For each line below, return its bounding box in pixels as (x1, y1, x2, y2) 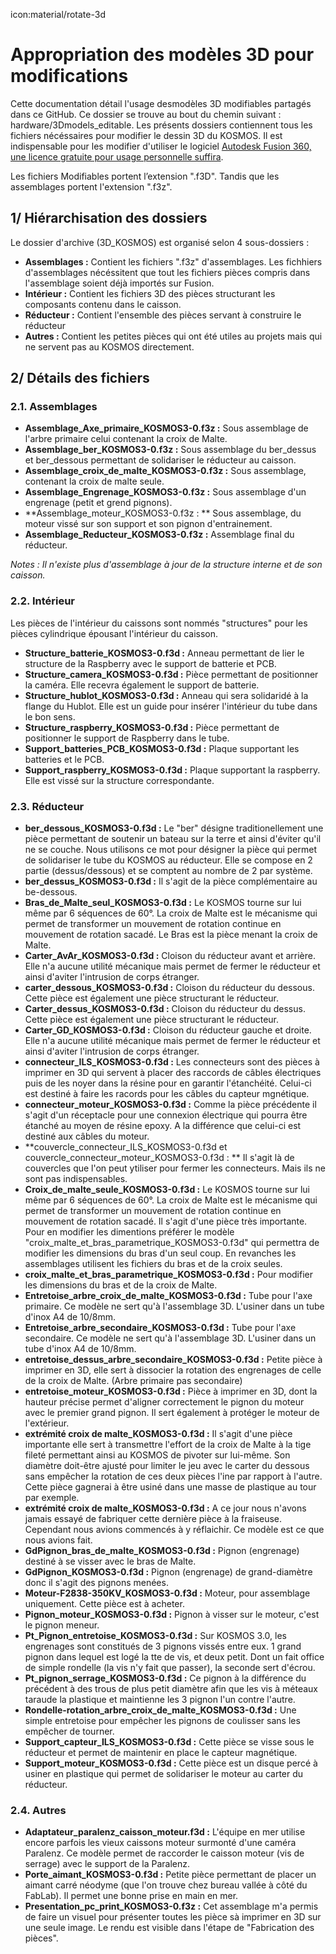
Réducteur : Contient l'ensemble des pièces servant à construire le (24, 309, 302, 321)
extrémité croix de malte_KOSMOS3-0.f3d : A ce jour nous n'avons (24, 1502, 307, 1514)
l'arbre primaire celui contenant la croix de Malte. (24, 433, 228, 445)
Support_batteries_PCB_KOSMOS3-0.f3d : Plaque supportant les (24, 742, 300, 754)
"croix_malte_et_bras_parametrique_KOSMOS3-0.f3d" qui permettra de (24, 1237, 320, 1249)
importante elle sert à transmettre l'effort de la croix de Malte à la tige (24, 1439, 312, 1451)
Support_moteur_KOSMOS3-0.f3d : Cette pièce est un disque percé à (24, 1757, 318, 1769)
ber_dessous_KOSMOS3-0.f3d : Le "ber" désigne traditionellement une (24, 822, 324, 834)
